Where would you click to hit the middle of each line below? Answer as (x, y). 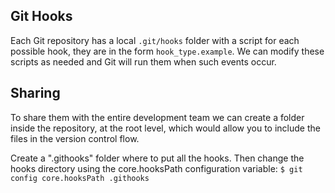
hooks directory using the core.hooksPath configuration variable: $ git (156, 168)
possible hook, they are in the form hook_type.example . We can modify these (167, 51)
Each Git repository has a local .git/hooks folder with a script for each (155, 40)
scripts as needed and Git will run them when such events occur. (143, 61)
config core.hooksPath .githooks (80, 178)
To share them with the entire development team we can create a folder (157, 117)
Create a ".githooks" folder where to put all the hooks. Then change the (157, 158)
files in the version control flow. (75, 138)
